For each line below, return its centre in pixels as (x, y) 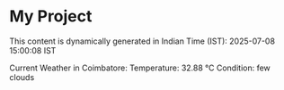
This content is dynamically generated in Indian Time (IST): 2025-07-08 (142, 41)
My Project (51, 16)
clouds (22, 77)
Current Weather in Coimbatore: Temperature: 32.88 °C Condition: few (140, 68)
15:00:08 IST (33, 50)
